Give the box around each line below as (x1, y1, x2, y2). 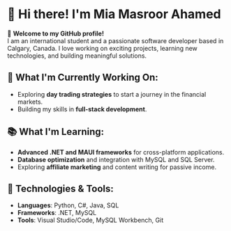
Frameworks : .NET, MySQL (17, 209, 97, 217)
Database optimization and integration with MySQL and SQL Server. (17, 155, 215, 164)
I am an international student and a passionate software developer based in (7, 36, 224, 45)
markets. (17, 97, 43, 106)
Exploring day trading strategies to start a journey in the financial (17, 90, 207, 98)
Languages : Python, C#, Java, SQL (17, 201, 119, 209)
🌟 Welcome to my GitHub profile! (7, 29, 105, 38)
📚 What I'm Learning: (7, 126, 105, 138)
